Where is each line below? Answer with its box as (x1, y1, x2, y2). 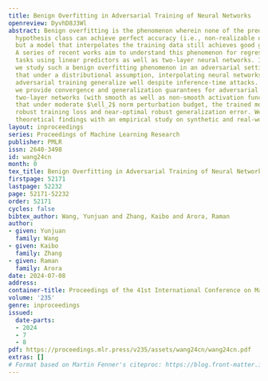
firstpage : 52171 (8, 175, 66, 184)
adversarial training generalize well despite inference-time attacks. (15, 78, 259, 86)
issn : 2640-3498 (8, 145, 62, 153)
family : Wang (15, 235, 59, 243)
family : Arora (15, 264, 62, 272)
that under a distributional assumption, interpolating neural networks (15, 71, 262, 79)
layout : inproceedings (8, 123, 84, 131)
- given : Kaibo (8, 242, 59, 250)
